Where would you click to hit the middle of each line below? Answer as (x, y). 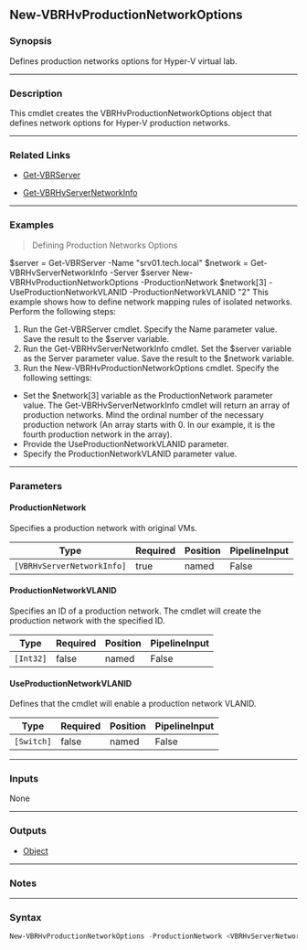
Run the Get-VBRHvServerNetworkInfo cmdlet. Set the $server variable (157, 348)
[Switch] (33, 742)
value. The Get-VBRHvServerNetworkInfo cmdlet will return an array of (156, 405)
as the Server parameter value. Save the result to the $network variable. (159, 358)
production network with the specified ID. (87, 620)
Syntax (26, 917)
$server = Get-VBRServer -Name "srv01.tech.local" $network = (129, 262)
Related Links (40, 155)
